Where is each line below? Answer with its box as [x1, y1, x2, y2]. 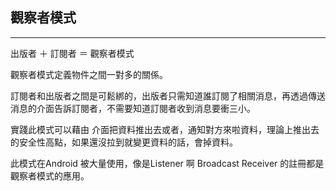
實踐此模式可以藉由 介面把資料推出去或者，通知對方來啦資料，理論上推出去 [10, 123, 320, 135]
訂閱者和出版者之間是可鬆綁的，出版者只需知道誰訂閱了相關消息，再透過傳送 [10, 89, 326, 102]
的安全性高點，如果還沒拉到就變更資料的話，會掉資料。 [10, 136, 238, 148]
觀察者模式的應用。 [10, 169, 90, 182]
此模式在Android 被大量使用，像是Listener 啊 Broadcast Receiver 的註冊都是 [10, 157, 325, 169]
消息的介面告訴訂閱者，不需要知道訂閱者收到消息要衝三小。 [10, 102, 256, 114]
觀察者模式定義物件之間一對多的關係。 [10, 68, 168, 80]
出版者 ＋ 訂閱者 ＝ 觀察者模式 [10, 47, 135, 59]
